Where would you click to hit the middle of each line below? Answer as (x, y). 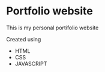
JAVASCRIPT (31, 64)
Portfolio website (49, 11)
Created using (24, 39)
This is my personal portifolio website (52, 28)
